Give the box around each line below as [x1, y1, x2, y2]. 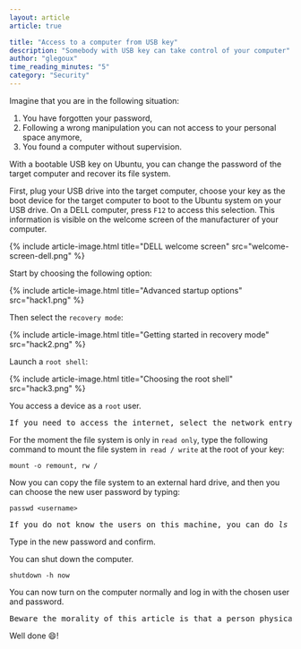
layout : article [9, 13, 70, 22]
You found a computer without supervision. [21, 141, 182, 152]
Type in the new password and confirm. [9, 536, 156, 547]
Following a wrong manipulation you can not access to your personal [21, 122, 277, 132]
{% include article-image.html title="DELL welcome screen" [9, 241, 230, 252]
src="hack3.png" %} [9, 382, 87, 394]
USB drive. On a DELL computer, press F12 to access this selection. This [9, 204, 275, 215]
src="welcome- [231, 241, 289, 252]
